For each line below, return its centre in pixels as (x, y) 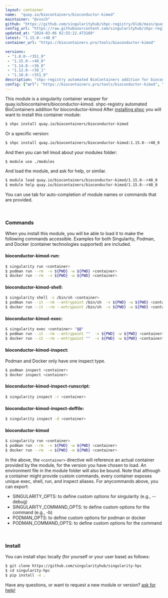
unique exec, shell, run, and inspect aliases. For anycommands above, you (82, 481)
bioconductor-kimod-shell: (34, 287)
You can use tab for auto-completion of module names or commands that (81, 194)
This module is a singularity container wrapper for (56, 98)
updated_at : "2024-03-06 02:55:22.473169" (50, 33)
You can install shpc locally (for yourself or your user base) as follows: (77, 557)
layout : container (24, 10)
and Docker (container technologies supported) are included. (68, 244)
